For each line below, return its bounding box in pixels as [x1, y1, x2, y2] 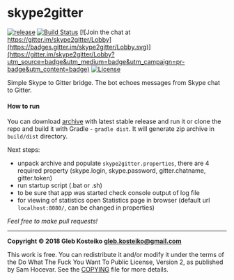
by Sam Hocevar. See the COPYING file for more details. [7, 265, 169, 274]
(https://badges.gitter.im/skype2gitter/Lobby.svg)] [7, 42, 151, 51]
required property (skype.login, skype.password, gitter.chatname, [17, 166, 206, 175]
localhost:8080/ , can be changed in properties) [17, 203, 155, 212]
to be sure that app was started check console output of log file [17, 189, 200, 197]
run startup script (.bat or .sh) [17, 181, 103, 189]
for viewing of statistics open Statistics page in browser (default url [17, 196, 210, 205]
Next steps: [7, 146, 40, 154]
